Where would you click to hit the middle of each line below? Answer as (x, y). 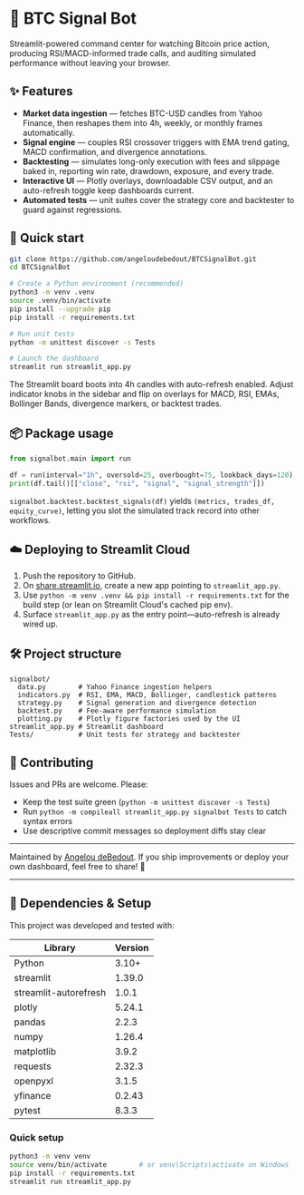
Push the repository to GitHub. (79, 576)
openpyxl (34, 1081)
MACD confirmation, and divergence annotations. (115, 151)
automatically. (48, 132)
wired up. (40, 624)
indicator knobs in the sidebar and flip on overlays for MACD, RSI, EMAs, (144, 394)
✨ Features (41, 91)
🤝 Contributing (52, 762)
